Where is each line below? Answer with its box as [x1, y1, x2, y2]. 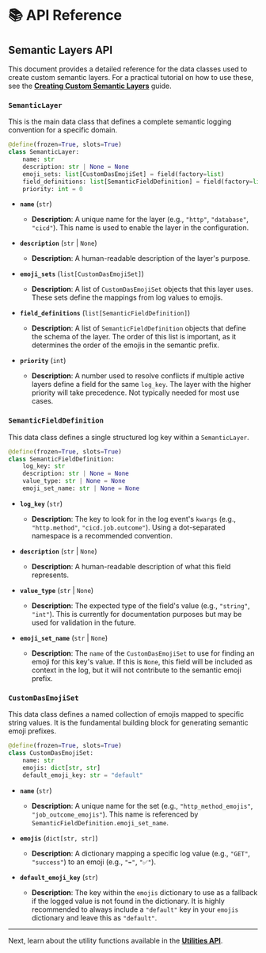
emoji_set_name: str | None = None [22, 484, 140, 492]
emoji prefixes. [8, 726, 57, 736]
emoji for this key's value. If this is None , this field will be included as [31, 656, 253, 666]
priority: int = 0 [22, 185, 83, 193]
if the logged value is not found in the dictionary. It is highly [31, 896, 226, 905]
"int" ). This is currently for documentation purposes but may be [31, 609, 242, 618]
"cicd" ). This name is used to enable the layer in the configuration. [31, 223, 249, 232]
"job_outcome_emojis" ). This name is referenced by [31, 809, 199, 819]
